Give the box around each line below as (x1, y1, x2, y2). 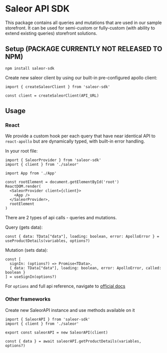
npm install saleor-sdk (5, 66, 55, 71)
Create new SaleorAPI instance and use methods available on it (5, 307, 135, 313)
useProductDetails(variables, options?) (5, 238, 91, 243)
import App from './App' (5, 171, 57, 176)
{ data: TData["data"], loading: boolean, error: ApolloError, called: (9, 266, 162, 271)
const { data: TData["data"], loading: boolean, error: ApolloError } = (5, 234, 160, 239)
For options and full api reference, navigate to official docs (5, 283, 126, 289)
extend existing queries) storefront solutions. (5, 30, 97, 36)
